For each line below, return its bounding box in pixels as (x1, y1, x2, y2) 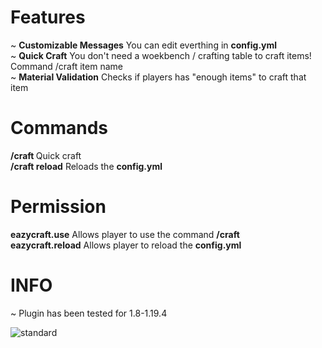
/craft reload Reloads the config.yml (10, 160, 163, 172)
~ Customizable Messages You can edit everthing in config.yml (10, 39, 278, 51)
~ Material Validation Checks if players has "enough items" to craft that (10, 71, 307, 83)
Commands (10, 117, 109, 140)
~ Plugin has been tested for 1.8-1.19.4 (10, 307, 168, 319)
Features (10, 6, 86, 29)
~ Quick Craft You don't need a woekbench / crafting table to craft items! (10, 49, 312, 61)
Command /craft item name (10, 60, 123, 72)
